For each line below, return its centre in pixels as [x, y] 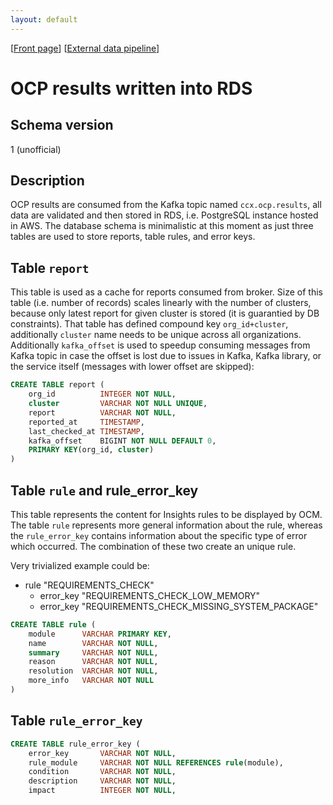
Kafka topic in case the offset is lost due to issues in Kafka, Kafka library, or [166, 356]
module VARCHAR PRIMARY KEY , [100, 634]
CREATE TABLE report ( [57, 385]
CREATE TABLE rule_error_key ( [75, 744]
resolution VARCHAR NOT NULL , [93, 671]
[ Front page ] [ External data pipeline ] [85, 48]
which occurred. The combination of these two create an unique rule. [153, 546]
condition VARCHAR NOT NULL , [102, 772]
